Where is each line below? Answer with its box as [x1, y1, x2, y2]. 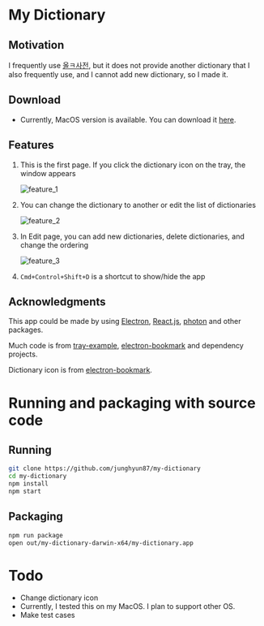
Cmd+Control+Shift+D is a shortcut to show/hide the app [19, 271, 206, 281]
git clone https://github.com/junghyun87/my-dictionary [8, 464, 201, 473]
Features [8, 138, 54, 152]
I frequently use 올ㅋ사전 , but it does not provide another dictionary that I [8, 61, 250, 70]
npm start [8, 487, 42, 496]
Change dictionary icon [19, 593, 99, 602]
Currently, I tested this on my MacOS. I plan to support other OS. [19, 602, 236, 611]
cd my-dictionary [8, 473, 67, 481]
